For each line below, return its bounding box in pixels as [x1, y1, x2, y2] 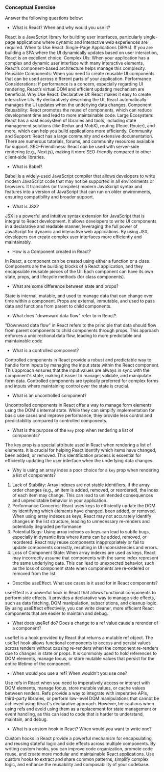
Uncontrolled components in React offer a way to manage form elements [5, 402, 152, 408]
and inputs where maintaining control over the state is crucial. [5, 383, 130, 389]
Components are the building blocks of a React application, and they [5, 263, 143, 269]
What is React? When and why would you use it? [12, 25, 110, 30]
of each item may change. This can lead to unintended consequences [12, 493, 153, 498]
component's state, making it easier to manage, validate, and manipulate [5, 373, 152, 379]
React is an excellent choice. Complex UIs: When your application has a [5, 55, 149, 61]
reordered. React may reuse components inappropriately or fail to [12, 539, 144, 545]
